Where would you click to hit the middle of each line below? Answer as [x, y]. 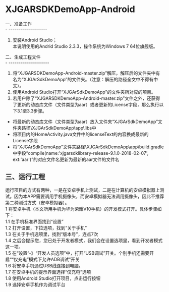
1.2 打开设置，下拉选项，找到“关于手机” [46, 227]
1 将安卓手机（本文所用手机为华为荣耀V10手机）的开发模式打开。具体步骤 [81, 209]
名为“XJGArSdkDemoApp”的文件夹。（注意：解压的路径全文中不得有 [83, 79]
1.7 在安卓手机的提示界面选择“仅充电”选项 [48, 272]
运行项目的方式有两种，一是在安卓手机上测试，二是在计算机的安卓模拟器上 [82, 190]
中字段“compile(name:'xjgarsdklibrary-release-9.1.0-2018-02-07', [80, 153]
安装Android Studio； [35, 40]
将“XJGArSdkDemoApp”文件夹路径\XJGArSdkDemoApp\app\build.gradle [88, 147]
